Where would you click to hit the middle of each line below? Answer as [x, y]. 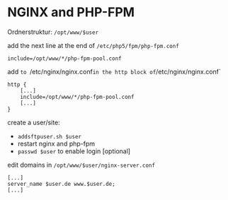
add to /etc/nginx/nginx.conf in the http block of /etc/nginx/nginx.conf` [114, 71]
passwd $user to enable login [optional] [74, 151]
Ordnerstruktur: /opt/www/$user [53, 32]
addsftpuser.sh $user [49, 136]
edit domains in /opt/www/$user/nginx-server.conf [81, 165]
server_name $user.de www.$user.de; [61, 184]
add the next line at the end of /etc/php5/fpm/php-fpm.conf [93, 45]
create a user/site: [34, 122]
